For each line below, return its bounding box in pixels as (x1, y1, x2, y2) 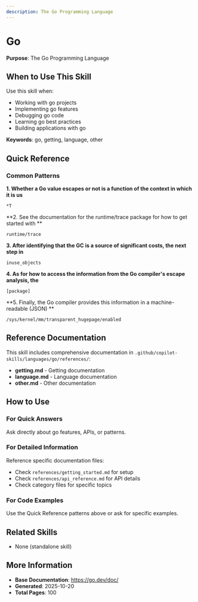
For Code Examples (6, 496, 64, 504)
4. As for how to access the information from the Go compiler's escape (6, 270, 185, 278)
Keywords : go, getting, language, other (6, 136, 103, 144)
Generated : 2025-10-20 (14, 582, 75, 589)
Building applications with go (14, 124, 86, 132)
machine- (150, 299, 175, 306)
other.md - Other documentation (14, 379, 97, 387)
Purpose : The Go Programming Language (6, 54, 109, 62)
